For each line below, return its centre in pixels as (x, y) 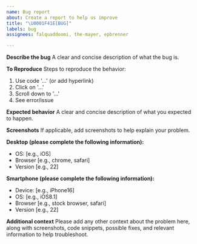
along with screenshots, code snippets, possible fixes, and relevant (90, 228)
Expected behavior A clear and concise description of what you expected (99, 112)
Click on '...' (29, 87)
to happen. (20, 119)
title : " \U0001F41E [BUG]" (39, 23)
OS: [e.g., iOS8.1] (36, 197)
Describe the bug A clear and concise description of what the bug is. (93, 57)
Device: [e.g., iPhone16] (45, 190)
